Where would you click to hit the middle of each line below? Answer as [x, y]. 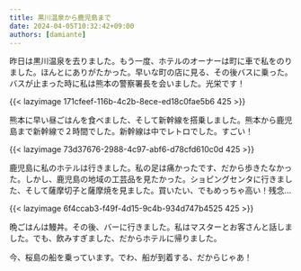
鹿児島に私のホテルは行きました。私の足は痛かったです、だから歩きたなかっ [150, 168]
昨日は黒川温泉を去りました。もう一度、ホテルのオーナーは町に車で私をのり [151, 61]
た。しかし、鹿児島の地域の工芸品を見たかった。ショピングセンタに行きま [147, 179]
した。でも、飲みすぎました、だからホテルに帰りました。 [115, 239]
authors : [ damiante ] [48, 34]
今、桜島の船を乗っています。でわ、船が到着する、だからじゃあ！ [131, 257]
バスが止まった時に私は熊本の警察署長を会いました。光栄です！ [127, 84]
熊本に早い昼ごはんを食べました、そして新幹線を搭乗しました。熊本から [143, 120]
